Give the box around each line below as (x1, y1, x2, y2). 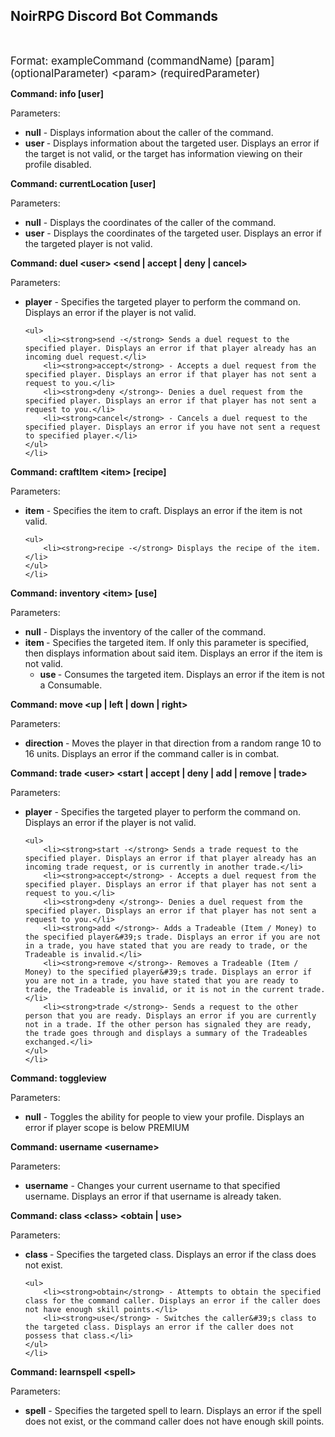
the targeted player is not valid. (24, 237, 153, 249)
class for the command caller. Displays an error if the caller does (24, 1295, 322, 1306)
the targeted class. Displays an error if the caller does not (24, 1322, 295, 1332)
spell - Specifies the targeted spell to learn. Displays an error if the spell (24, 1404, 322, 1416)
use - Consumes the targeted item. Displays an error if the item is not (39, 668, 325, 680)
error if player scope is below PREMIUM (24, 1121, 190, 1133)
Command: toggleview (10, 1072, 107, 1084)
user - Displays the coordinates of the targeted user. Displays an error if (24, 227, 322, 239)
